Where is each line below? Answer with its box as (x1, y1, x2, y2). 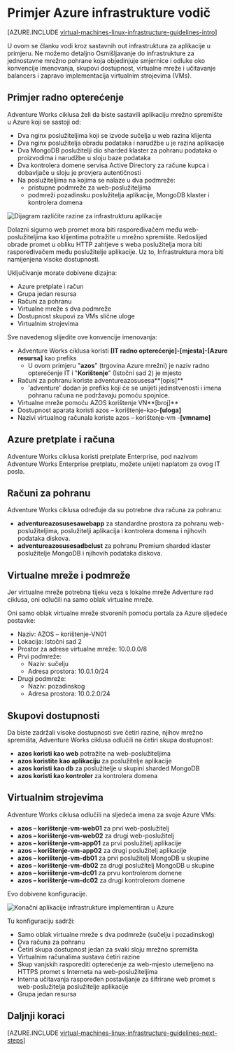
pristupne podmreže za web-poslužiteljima (27, 183, 152, 192)
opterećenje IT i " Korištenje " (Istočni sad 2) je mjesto (27, 369, 182, 377)
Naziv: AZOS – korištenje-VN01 (17, 630, 107, 638)
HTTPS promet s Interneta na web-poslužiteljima (17, 967, 158, 975)
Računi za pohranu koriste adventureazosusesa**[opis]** (17, 376, 184, 384)
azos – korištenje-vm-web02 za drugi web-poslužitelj (17, 831, 175, 840)
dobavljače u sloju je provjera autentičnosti (17, 168, 141, 176)
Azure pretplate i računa (7, 434, 115, 446)
